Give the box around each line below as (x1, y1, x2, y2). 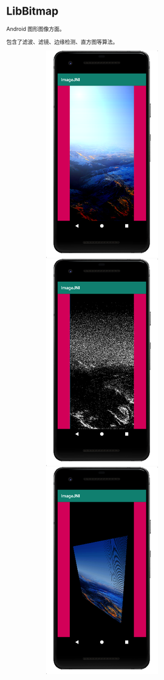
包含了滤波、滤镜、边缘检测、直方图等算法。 (6, 38, 118, 45)
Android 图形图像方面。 (6, 25, 65, 32)
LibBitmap (6, 4, 59, 18)
